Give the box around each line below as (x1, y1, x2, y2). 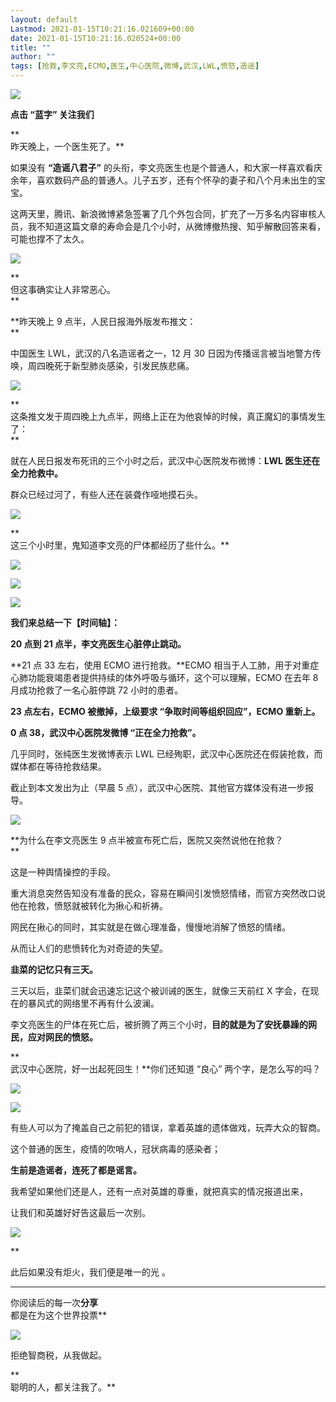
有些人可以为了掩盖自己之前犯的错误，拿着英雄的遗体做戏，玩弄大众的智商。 (10, 1122, 326, 1133)
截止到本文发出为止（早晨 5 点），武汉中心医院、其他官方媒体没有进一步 (10, 782, 306, 793)
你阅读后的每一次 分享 (10, 1297, 98, 1308)
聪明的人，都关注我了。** (10, 1381, 117, 1393)
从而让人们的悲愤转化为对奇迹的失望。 (10, 942, 168, 954)
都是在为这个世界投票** (10, 1309, 108, 1321)
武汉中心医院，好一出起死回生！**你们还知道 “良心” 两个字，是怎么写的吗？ (10, 1063, 322, 1075)
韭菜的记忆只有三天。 (10, 964, 98, 975)
